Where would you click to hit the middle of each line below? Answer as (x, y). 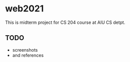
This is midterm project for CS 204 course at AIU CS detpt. (65, 22)
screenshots (25, 50)
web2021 (24, 9)
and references (28, 55)
